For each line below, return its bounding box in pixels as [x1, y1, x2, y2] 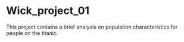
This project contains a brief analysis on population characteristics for [6, 23, 178, 30]
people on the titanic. [6, 29, 58, 36]
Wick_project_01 [6, 4, 90, 17]
